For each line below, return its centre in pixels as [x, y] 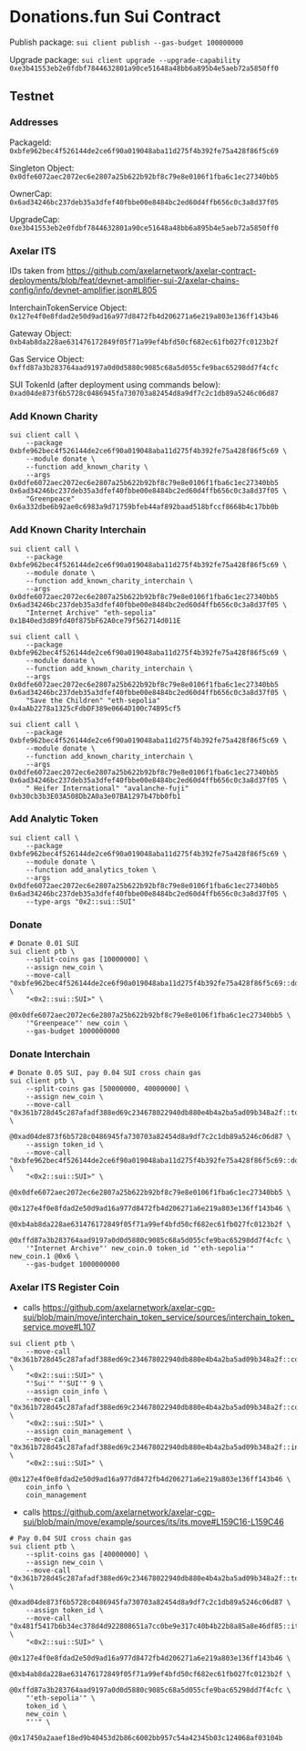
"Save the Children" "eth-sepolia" [93, 700]
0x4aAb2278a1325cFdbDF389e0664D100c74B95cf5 [95, 709]
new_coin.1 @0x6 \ [44, 1257]
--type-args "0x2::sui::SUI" [81, 901]
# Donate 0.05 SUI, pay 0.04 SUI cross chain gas [106, 1073]
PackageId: [31, 142]
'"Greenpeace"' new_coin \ [77, 1023]
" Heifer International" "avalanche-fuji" [107, 788]
